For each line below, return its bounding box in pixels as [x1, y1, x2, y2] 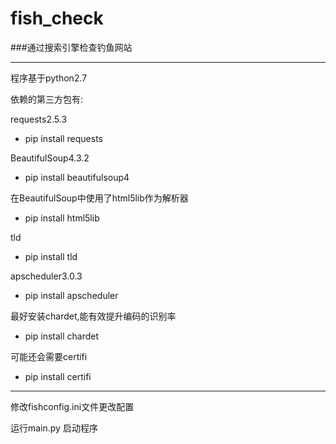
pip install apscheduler [24, 289, 119, 301]
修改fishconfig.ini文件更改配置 [10, 400, 135, 412]
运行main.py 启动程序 [10, 422, 98, 434]
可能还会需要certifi [10, 350, 88, 362]
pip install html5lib [24, 212, 100, 224]
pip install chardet [24, 330, 100, 342]
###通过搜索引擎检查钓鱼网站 [10, 41, 133, 53]
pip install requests [24, 132, 103, 144]
